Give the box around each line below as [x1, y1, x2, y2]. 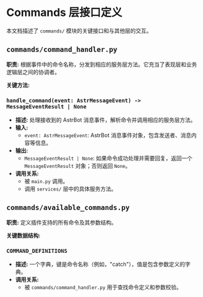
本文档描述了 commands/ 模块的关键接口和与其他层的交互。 [6, 27, 152, 34]
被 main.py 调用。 [24, 178, 68, 185]
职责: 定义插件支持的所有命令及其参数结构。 [6, 219, 117, 226]
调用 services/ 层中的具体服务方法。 [24, 185, 117, 193]
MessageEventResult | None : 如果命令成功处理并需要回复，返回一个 [24, 154, 193, 162]
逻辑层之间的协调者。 [6, 68, 60, 75]
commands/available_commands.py [6, 203, 130, 212]
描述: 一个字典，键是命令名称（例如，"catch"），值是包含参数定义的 [15, 261, 185, 268]
